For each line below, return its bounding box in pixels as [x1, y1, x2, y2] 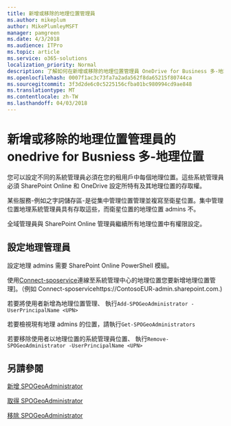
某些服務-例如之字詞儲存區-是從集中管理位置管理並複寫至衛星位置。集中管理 [7, 196, 223, 204]
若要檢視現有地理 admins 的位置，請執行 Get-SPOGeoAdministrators [7, 320, 196, 328]
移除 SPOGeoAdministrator [7, 412, 83, 420]
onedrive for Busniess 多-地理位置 [7, 149, 204, 165]
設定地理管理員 [7, 242, 71, 254]
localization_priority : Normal [7, 61, 97, 68]
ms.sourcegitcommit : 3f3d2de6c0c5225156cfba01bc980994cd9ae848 [7, 81, 192, 88]
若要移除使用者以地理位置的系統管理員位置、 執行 [7, 334, 148, 343]
